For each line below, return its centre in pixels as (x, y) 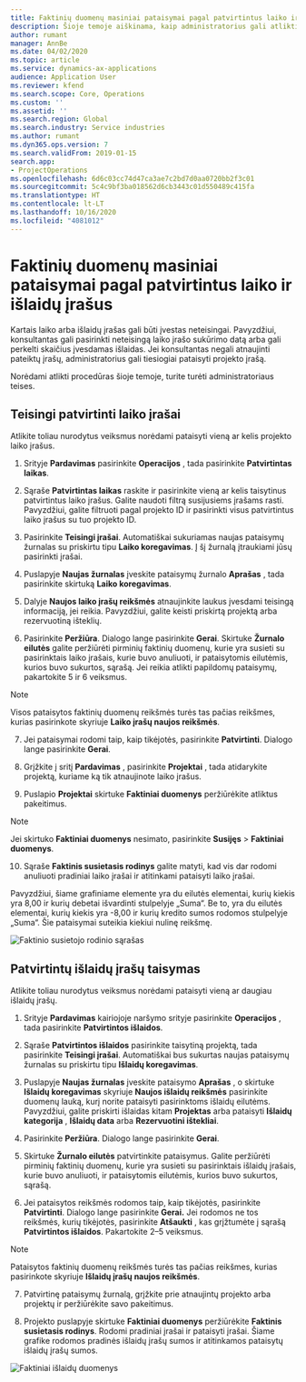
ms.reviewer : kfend (47, 85)
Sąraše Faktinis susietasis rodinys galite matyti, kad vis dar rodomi (150, 866)
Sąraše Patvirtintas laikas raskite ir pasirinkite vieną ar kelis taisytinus (155, 491)
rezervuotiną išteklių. (63, 621)
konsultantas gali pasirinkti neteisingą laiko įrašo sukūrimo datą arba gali (146, 339)
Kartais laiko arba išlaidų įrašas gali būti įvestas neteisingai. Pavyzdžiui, (143, 329)
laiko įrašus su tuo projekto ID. (80, 520)
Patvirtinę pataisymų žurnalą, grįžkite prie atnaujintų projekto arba (147, 1294)
